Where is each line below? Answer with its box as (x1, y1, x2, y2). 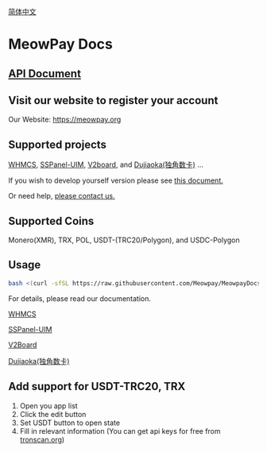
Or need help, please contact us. (8, 191, 115, 201)
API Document (8, 67, 82, 80)
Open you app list (19, 400, 78, 411)
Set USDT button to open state (19, 418, 121, 427)
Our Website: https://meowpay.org (8, 114, 122, 125)
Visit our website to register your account (8, 94, 219, 107)
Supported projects (8, 137, 107, 151)
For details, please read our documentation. (8, 293, 152, 303)
